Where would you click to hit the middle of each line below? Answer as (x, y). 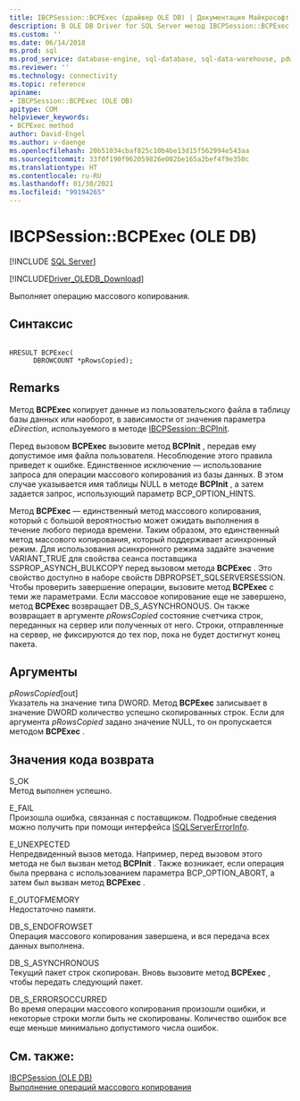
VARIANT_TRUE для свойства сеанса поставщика (104, 558)
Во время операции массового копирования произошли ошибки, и (137, 1009)
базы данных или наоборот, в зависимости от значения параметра (137, 419)
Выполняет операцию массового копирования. (100, 295)
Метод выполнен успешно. (61, 791)
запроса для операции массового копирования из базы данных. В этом (146, 474)
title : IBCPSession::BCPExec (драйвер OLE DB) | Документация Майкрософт (150, 17)
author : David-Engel (48, 134)
